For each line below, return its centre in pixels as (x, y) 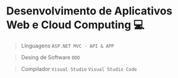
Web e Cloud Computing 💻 (75, 25)
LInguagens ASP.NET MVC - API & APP (68, 46)
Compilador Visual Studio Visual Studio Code (79, 69)
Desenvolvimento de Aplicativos (90, 11)
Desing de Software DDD (50, 57)
